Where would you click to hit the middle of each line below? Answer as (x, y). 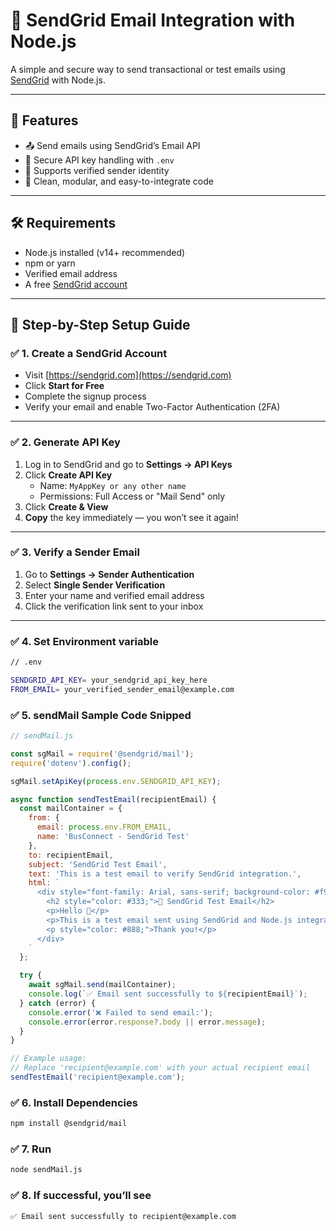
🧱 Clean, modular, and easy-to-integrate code (119, 181)
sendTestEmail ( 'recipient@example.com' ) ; (98, 1077)
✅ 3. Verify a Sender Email (75, 552)
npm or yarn (50, 263)
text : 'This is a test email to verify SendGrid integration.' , (165, 874)
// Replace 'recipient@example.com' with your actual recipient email (160, 1068)
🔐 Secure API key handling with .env (99, 160)
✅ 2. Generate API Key (65, 442)
